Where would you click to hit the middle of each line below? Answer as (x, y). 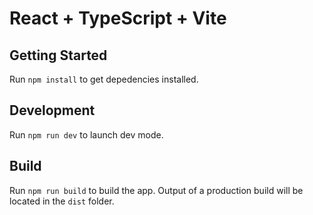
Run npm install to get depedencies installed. (104, 79)
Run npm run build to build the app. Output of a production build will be (156, 190)
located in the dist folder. (62, 201)
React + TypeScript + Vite (118, 18)
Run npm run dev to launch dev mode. (86, 134)
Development (52, 110)
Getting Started (58, 55)
